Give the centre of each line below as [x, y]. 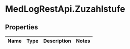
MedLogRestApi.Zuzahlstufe [65, 9]
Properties [22, 27]
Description [57, 41]
